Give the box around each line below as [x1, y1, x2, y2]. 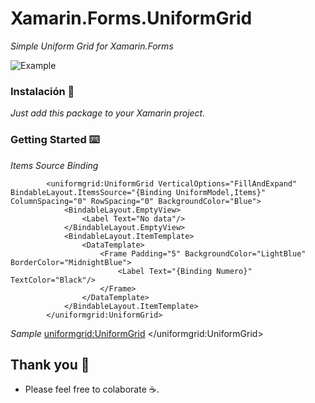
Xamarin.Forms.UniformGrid [10, 7, 253, 30]
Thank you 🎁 [10, 356, 90, 373]
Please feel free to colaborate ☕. [24, 383, 160, 396]
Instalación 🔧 [10, 84, 75, 98]
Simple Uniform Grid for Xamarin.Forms [10, 40, 174, 52]
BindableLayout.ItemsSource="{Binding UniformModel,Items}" [10, 187, 267, 197]
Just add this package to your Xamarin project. [10, 107, 206, 119]
